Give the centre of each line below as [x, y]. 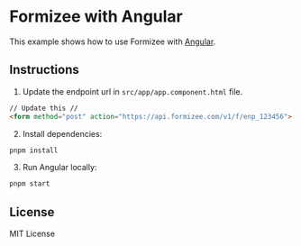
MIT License [32, 234]
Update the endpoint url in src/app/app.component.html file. [132, 91]
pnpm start [30, 184]
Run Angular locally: [59, 168]
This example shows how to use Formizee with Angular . [113, 41]
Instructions [44, 70]
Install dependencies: [62, 133]
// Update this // [44, 108]
